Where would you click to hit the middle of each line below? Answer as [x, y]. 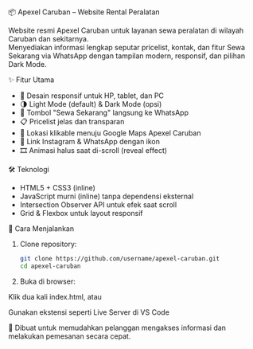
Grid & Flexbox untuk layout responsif [81, 213]
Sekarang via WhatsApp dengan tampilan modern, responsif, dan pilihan [127, 56]
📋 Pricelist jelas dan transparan [72, 122]
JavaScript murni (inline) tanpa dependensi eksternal [107, 196]
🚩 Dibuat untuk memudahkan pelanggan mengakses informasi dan [117, 327]
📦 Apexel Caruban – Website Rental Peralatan [84, 12]
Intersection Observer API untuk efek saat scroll [98, 205]
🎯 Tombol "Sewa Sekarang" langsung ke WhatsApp [104, 112]
